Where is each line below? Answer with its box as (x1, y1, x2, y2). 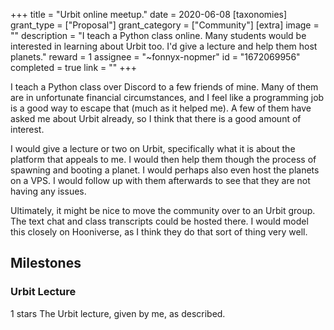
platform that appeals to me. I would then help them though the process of (10, 154, 317, 165)
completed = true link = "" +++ (10, 62, 137, 73)
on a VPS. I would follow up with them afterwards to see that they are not (10, 175, 311, 186)
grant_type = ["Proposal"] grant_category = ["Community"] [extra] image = (10, 19, 320, 31)
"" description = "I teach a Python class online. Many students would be (10, 30, 307, 41)
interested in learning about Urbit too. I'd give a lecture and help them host (10, 40, 318, 52)
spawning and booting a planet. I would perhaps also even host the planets (10, 164, 320, 176)
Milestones (10, 255, 82, 272)
